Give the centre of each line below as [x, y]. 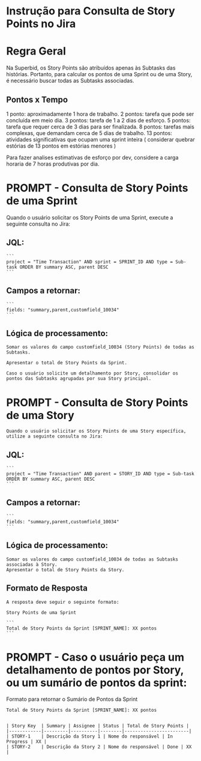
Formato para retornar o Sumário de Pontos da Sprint [72, 699]
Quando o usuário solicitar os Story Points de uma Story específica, [96, 431]
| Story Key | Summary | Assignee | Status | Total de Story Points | [97, 726]
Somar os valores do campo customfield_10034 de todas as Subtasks [92, 559]
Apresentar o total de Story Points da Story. [65, 570]
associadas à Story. [32, 564]
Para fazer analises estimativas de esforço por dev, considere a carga [92, 157]
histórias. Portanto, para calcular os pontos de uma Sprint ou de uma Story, [99, 74]
